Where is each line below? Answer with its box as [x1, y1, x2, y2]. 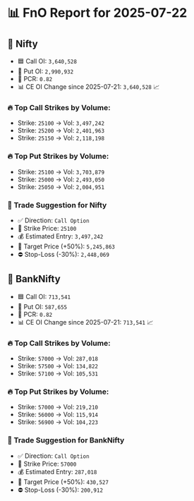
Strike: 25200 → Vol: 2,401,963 [17, 126, 104, 135]
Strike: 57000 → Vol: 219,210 [17, 403, 99, 411]
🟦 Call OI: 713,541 [17, 292, 71, 301]
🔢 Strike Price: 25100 [17, 224, 77, 232]
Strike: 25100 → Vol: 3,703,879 [17, 167, 104, 176]
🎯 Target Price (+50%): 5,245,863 [17, 242, 115, 250]
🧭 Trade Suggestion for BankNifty [7, 435, 125, 445]
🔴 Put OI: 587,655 [17, 302, 68, 310]
